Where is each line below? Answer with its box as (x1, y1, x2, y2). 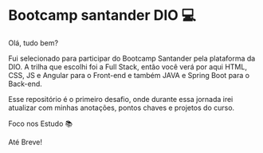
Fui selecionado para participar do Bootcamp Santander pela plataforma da (8, 53, 256, 63)
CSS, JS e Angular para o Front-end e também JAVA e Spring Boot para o (8, 70, 249, 80)
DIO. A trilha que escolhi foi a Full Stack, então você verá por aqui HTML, (8, 61, 247, 72)
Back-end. (8, 79, 42, 88)
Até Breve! (8, 137, 42, 147)
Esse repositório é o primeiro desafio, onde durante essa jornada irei (8, 94, 234, 104)
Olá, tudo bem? (8, 37, 58, 48)
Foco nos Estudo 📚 (8, 119, 73, 128)
